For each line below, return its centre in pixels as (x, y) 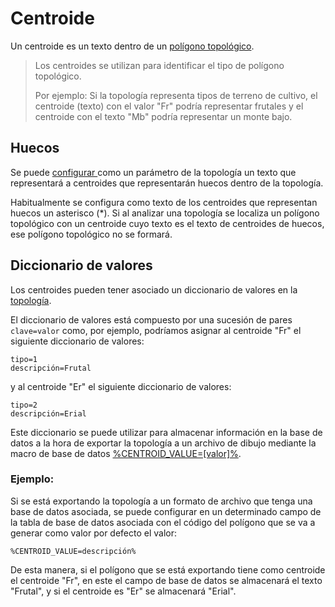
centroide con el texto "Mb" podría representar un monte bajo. (163, 116)
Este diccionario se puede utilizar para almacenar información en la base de (166, 432)
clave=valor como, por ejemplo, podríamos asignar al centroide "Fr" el (156, 330)
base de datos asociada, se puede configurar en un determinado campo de (166, 511)
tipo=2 (24, 405)
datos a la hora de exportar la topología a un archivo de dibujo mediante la (163, 443)
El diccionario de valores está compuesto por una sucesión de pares (151, 319)
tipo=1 (24, 359)
